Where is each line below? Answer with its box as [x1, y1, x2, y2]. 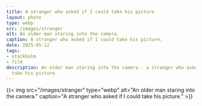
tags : [6, 48, 20, 54]
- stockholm [6, 53, 36, 59]
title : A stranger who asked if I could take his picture [6, 8, 155, 15]
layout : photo [6, 14, 42, 20]
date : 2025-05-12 [6, 43, 50, 49]
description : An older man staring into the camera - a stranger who [6, 64, 185, 71]
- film [6, 59, 23, 65]
